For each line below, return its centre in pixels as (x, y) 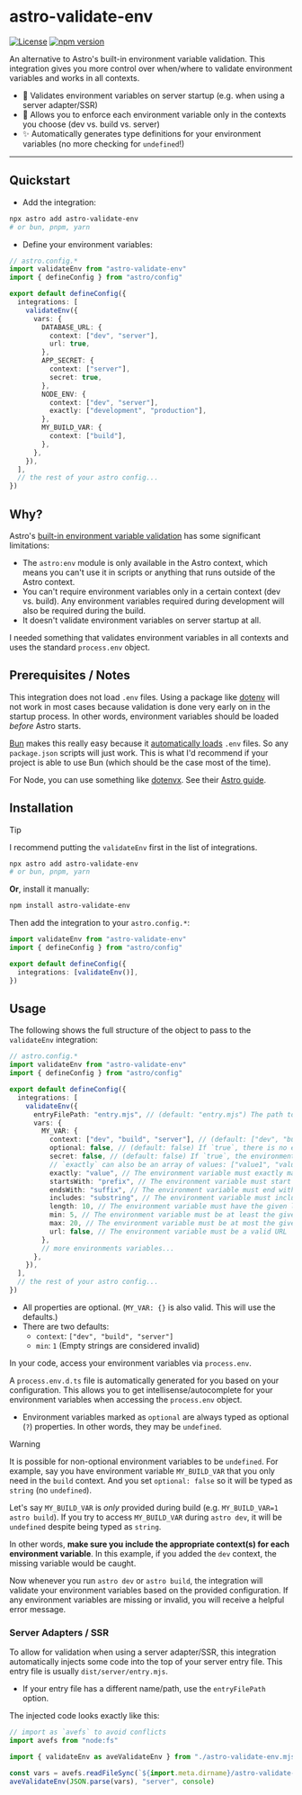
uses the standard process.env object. (80, 647)
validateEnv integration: (54, 1040)
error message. (38, 1609)
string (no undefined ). (51, 1490)
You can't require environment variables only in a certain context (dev (151, 591)
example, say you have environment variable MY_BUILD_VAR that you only (142, 1471)
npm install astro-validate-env (70, 906)
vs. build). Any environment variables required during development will (153, 601)
